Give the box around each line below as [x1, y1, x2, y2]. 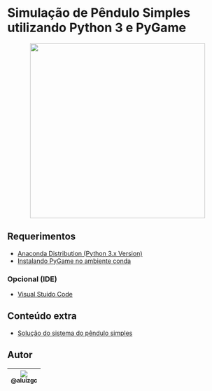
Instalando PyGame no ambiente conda [17, 257, 132, 265]
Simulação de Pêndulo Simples [7, 5, 191, 21]
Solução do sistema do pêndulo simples [17, 329, 133, 337]
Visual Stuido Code [17, 290, 73, 299]
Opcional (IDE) [7, 274, 57, 284]
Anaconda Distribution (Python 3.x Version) [17, 249, 143, 257]
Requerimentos [7, 231, 76, 243]
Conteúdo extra [7, 310, 77, 322]
